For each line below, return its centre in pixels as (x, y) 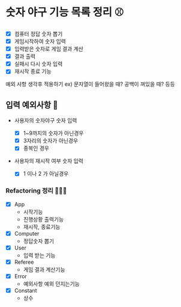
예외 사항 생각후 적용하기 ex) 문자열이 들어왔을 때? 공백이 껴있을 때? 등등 (90, 84)
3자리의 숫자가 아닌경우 (51, 141)
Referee (24, 262)
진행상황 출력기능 (43, 219)
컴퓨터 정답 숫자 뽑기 (38, 34)
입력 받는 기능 (39, 255)
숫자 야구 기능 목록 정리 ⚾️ (65, 12)
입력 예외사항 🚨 (32, 105)
